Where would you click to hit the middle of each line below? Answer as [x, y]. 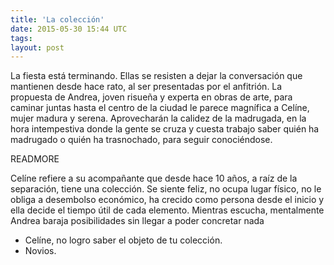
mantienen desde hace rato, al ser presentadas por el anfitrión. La [146, 87]
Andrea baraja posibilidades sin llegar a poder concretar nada [137, 221]
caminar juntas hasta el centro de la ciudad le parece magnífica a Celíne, [160, 108]
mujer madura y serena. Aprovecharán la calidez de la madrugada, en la [158, 118]
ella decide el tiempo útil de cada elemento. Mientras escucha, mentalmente [167, 210]
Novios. [40, 251]
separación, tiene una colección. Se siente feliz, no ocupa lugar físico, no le [166, 189]
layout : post [37, 47]
